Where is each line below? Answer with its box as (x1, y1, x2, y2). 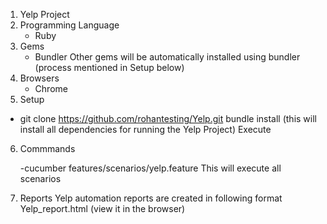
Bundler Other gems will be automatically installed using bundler (34, 51, 301, 63)
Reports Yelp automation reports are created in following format (19, 192, 283, 204)
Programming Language (19, 19, 120, 31)
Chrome (34, 83, 68, 94)
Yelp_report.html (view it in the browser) (19, 203, 186, 214)
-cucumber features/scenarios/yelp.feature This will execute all (19, 162, 282, 174)
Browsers (19, 72, 60, 84)
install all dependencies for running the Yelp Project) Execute (19, 124, 272, 135)
